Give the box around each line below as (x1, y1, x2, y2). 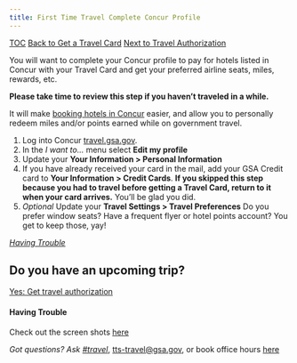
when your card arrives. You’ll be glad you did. (21, 191, 197, 202)
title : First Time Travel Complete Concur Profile (9, 12, 201, 22)
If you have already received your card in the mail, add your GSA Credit (21, 163, 284, 173)
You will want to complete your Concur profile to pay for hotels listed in (9, 54, 269, 65)
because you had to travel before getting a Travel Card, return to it (21, 181, 271, 192)
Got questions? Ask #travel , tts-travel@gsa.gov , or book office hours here (9, 343, 280, 354)
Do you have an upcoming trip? (9, 263, 185, 278)
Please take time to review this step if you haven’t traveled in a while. (9, 91, 269, 101)
